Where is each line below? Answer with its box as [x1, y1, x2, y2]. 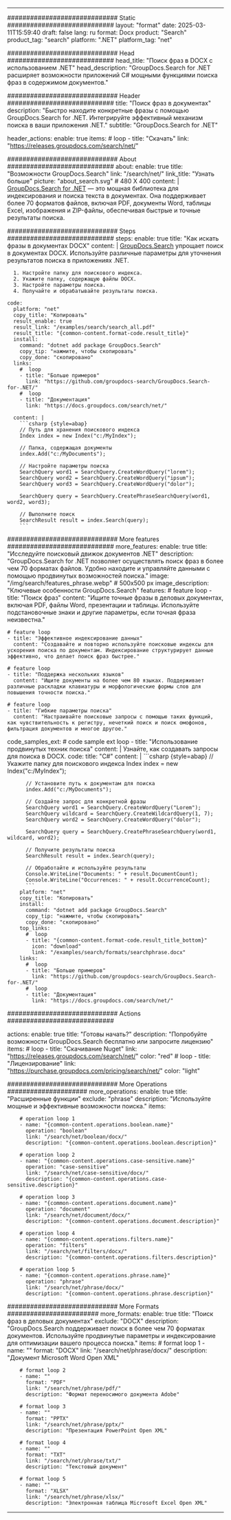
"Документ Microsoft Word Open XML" [7, 1354, 119, 1361]
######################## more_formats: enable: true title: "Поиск [7, 1310, 214, 1317]
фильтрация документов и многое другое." [7, 725, 128, 732]
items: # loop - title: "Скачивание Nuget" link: [7, 1045, 137, 1053]
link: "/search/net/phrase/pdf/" [25, 1385, 122, 1392]
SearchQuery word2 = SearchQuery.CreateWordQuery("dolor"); [25, 816, 201, 823]
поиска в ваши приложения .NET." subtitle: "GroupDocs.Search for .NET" [7, 121, 218, 129]
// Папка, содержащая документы [19, 445, 112, 452]
